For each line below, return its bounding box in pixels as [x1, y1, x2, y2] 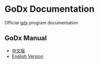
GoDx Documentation [4, 3, 95, 15]
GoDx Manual [4, 34, 47, 42]
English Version [11, 53, 44, 59]
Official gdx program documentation [4, 20, 78, 26]
